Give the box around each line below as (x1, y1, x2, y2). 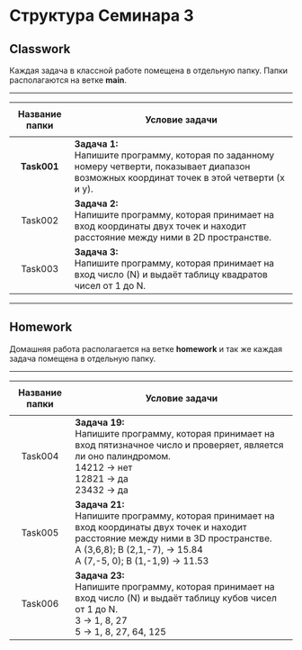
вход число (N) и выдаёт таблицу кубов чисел (75, 591, 277, 604)
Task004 (21, 449, 59, 462)
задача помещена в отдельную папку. (9, 353, 156, 364)
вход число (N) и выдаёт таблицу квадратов (74, 268, 268, 280)
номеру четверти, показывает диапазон (74, 160, 251, 172)
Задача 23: (75, 569, 125, 582)
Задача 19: (75, 416, 125, 429)
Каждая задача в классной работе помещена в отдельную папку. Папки (9, 65, 289, 76)
